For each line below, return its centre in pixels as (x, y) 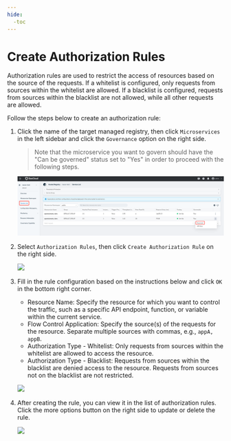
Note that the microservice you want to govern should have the (123, 152)
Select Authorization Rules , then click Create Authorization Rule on (115, 246)
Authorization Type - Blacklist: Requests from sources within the (118, 361)
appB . (35, 338)
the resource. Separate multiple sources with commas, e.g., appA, (120, 331)
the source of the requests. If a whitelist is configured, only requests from (111, 83)
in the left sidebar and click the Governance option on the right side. (111, 139)
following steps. (57, 167)
